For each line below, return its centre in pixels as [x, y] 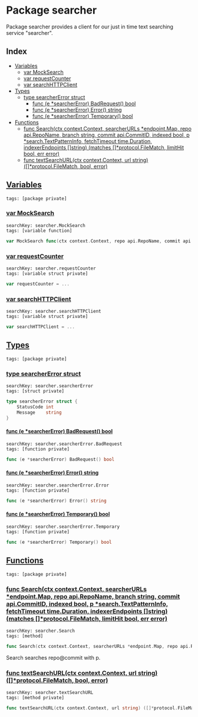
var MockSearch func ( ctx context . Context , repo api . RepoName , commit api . [100, 241]
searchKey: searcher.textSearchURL [50, 693]
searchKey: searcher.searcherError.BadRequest [64, 444]
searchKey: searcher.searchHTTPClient [54, 312]
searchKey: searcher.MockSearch [46, 225]
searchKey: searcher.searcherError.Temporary [63, 527]
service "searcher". [29, 33]
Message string [39, 412]
